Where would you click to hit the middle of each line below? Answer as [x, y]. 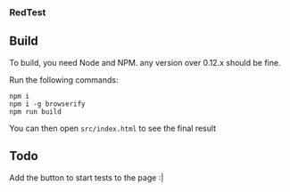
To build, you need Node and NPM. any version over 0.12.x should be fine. [145, 62]
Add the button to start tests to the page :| [87, 177]
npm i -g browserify [48, 104]
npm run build [36, 112]
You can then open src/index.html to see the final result [113, 128]
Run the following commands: [64, 80]
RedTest [28, 12]
